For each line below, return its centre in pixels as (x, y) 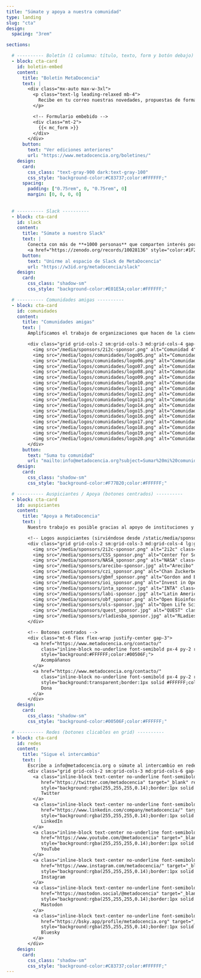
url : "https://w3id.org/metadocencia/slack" (84, 267)
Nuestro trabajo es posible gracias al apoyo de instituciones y (111, 527)
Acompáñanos (56, 660)
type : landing (24, 17)
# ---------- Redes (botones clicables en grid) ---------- (88, 732)
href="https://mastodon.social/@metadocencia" (100, 894)
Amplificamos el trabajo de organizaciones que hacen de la (104, 333)
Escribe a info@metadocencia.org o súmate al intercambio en (106, 766)
